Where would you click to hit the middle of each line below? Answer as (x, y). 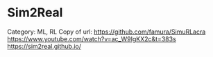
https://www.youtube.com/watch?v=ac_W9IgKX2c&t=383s (92, 38)
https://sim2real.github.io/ (44, 46)
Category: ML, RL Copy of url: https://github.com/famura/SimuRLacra (106, 32)
